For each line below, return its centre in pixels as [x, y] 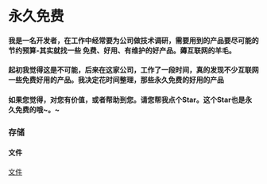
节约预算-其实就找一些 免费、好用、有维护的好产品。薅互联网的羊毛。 [122, 50]
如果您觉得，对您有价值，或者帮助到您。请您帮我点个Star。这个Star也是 [127, 100]
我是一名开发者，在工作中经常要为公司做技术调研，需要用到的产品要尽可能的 [133, 40]
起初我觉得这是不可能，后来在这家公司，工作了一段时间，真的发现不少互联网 [133, 70]
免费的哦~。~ [37, 109]
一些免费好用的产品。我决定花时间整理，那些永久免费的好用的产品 [116, 80]
